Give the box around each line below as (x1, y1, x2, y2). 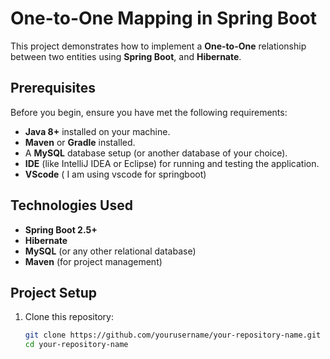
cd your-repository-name (24, 340, 129, 350)
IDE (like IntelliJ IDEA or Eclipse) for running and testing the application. (24, 157, 320, 169)
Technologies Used (10, 197, 133, 214)
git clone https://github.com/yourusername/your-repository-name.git (24, 330, 322, 341)
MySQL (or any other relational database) (24, 245, 197, 257)
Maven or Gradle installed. (24, 136, 136, 148)
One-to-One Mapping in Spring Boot (10, 7, 317, 30)
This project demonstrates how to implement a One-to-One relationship (10, 40, 307, 52)
